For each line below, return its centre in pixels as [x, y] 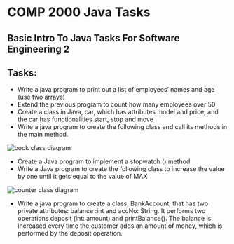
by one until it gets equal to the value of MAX [82, 177]
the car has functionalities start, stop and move [85, 119]
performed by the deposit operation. [70, 233]
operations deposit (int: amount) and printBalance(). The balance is [114, 219]
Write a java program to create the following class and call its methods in [122, 127]
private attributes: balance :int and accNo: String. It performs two [111, 211]
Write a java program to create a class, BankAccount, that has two [113, 203]
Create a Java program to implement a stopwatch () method [104, 161]
